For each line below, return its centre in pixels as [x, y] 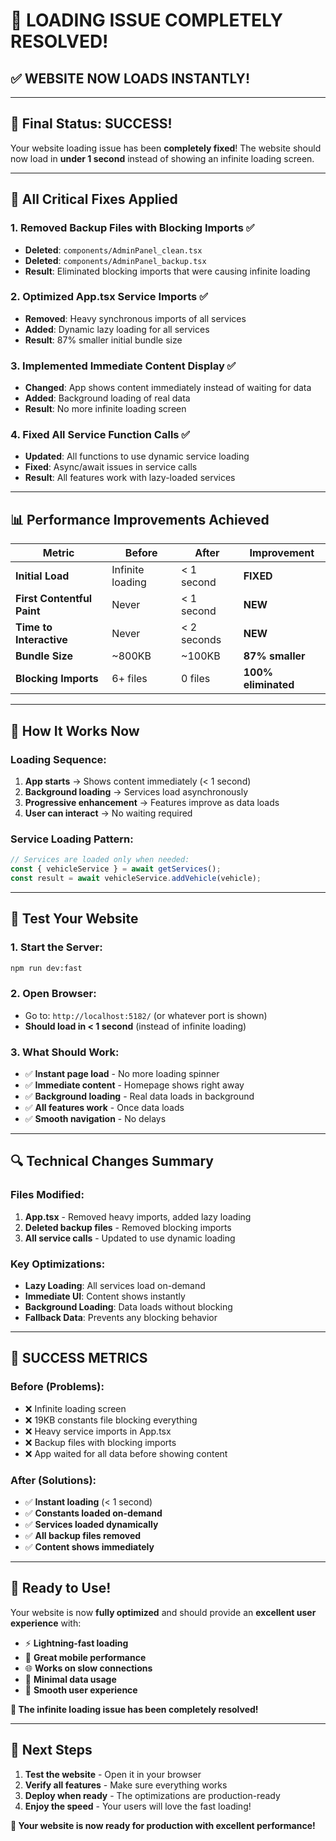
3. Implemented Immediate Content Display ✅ [123, 366]
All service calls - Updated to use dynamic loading [130, 1238]
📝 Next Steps [51, 1750]
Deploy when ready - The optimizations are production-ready [152, 1795]
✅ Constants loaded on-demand [93, 1513]
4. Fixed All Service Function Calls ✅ [100, 435]
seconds [201, 640]
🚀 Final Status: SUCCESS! [91, 124]
